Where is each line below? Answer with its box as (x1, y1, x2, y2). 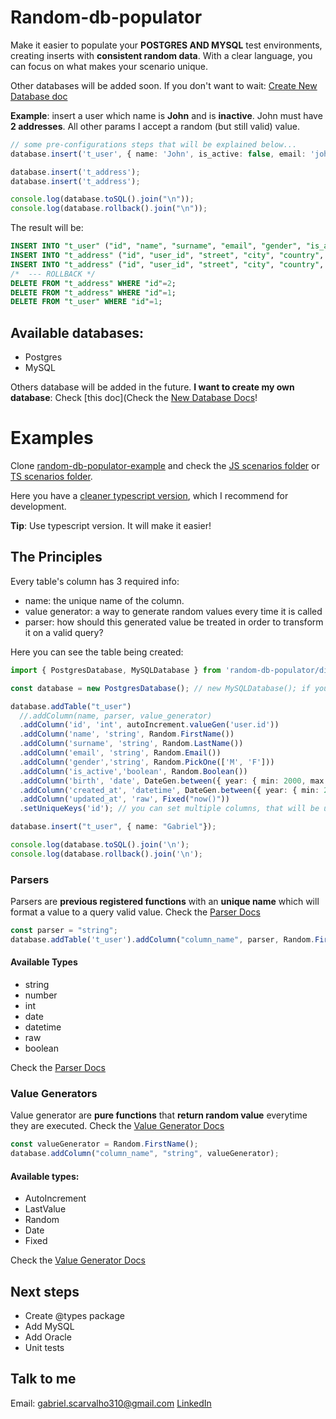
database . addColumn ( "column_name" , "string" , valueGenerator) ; (10, 1149, 280, 1159)
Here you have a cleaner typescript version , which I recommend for (10, 490, 289, 502)
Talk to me (10, 1371, 77, 1388)
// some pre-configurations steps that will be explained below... (10, 139, 298, 150)
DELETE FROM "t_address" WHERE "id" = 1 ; (10, 287, 177, 298)
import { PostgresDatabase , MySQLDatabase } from (10, 665, 222, 675)
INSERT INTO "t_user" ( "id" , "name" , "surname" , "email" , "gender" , (10, 241, 302, 251)
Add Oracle (24, 1331, 72, 1343)
